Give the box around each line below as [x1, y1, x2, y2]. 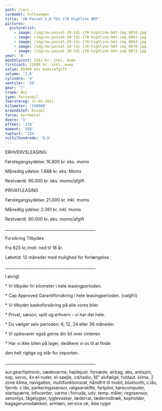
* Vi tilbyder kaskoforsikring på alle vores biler [5, 302, 98, 308]
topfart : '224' [5, 131, 36, 136]
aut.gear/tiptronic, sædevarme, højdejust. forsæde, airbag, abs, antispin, [5, 369, 152, 375]
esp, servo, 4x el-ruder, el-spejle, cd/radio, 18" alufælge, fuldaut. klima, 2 [5, 374, 154, 380]
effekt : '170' [5, 122, 34, 127]
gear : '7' [5, 85, 26, 90]
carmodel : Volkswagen [5, 12, 50, 17]
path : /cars [5, 7, 30, 12]
